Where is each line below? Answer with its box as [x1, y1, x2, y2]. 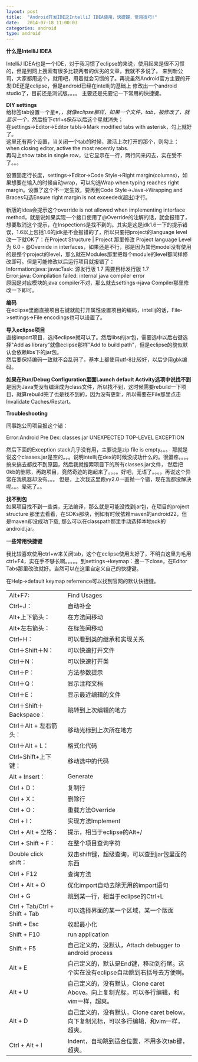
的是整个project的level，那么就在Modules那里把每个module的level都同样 [6, 251, 183, 258]
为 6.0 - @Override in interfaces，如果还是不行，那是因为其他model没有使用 [6, 243, 192, 251]
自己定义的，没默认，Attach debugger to [67, 941, 181, 949]
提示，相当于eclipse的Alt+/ [67, 828, 143, 836]
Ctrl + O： [9, 806, 37, 814]
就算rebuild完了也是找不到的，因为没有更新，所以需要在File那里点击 [16, 391, 181, 398]
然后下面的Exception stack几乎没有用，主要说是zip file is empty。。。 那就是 [6, 446, 188, 453]
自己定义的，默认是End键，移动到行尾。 [67, 960, 179, 968]
